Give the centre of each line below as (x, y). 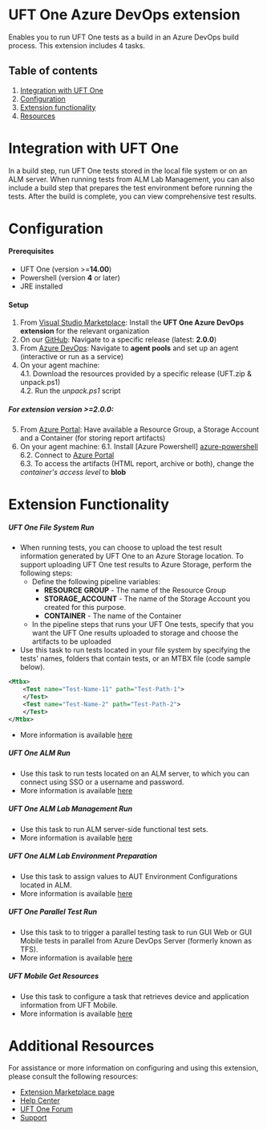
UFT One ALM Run (39, 753)
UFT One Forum (47, 1109)
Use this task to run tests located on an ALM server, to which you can (135, 773)
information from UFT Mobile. (69, 1005)
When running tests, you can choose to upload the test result (121, 547)
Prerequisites (31, 252)
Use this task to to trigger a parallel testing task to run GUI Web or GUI (136, 932)
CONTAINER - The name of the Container (113, 616)
